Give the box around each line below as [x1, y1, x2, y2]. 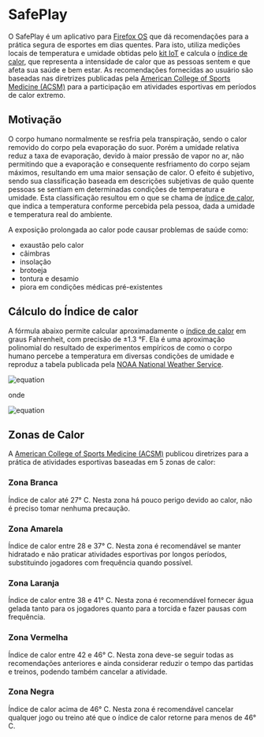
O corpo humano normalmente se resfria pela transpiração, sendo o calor [8, 134, 247, 144]
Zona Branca [8, 477, 58, 488]
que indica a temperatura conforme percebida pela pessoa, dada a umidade [8, 201, 255, 211]
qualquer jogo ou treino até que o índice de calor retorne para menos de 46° [8, 713, 257, 722]
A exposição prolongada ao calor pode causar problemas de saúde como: [8, 225, 249, 234]
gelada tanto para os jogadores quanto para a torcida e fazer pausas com [8, 604, 247, 613]
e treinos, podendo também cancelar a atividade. [8, 667, 168, 676]
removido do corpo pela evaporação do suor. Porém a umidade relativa [8, 142, 240, 152]
